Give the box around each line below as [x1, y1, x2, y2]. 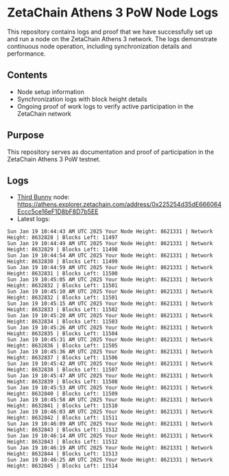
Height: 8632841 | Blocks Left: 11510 [7, 403, 118, 409]
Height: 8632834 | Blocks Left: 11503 [7, 318, 118, 326]
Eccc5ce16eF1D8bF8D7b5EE [16, 207, 99, 216]
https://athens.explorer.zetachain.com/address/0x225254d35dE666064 [16, 201, 221, 209]
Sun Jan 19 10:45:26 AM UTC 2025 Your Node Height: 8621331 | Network [7, 324, 213, 331]
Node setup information [16, 87, 84, 95]
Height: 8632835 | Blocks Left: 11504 [7, 330, 118, 337]
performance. [7, 49, 46, 58]
